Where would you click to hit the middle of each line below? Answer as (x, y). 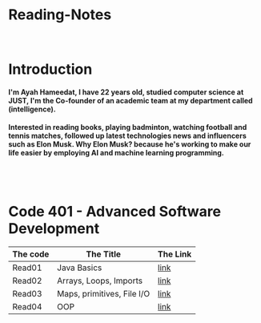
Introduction (50, 69)
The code (31, 254)
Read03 (27, 293)
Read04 (27, 306)
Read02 (27, 281)
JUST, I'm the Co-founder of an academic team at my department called (131, 100)
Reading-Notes (60, 15)
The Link (175, 254)
